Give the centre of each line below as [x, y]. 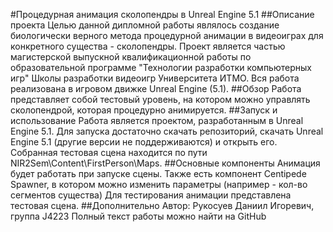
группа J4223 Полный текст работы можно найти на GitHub [138, 216]
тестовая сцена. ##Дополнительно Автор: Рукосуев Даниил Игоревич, [162, 205]
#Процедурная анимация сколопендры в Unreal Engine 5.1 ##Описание [162, 14]
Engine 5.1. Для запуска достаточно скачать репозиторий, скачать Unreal [167, 131]
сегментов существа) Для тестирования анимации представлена [151, 195]
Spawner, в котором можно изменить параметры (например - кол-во [159, 184]
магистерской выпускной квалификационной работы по [131, 57]
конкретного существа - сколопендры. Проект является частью [148, 46]
